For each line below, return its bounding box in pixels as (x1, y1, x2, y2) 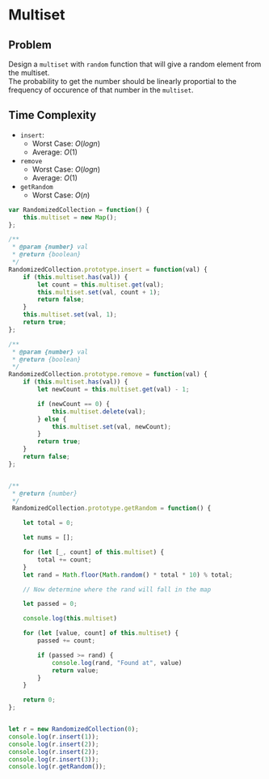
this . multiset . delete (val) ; (51, 407, 147, 416)
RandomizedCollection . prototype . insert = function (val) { (8, 265, 208, 273)
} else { (37, 415, 67, 423)
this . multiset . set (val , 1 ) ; (23, 311, 117, 319)
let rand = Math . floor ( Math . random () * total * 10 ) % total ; (23, 570, 233, 579)
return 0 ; (23, 696, 57, 705)
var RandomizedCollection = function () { (8, 205, 150, 214)
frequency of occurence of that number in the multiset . (8, 85, 194, 95)
